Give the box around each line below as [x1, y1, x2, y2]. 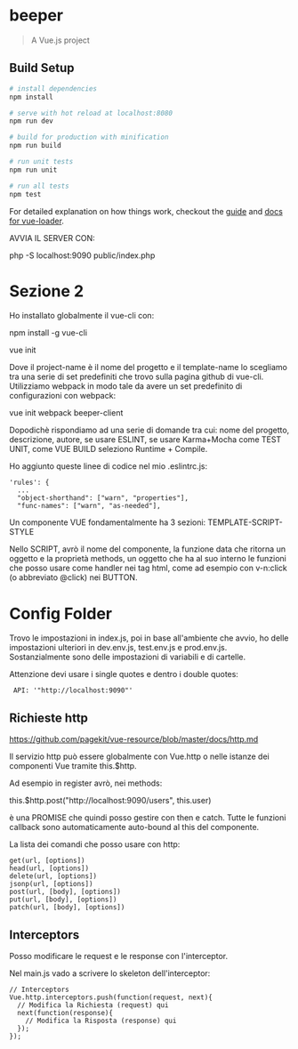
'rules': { [9, 478, 50, 488]
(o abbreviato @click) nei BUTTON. [9, 572, 138, 583]
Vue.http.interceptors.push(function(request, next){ [9, 993, 213, 1002]
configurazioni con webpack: [9, 391, 117, 401]
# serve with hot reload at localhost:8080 [9, 109, 173, 117]
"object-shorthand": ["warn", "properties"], [17, 494, 189, 503]
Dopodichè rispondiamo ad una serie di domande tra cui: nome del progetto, [9, 424, 290, 436]
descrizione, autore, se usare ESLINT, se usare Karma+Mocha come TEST [9, 434, 282, 445]
